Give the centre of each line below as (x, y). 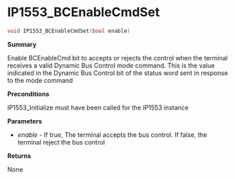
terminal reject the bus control (61, 142)
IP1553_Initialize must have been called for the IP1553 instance (98, 107)
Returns (19, 156)
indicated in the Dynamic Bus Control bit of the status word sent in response (118, 73)
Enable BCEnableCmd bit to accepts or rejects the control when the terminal (118, 58)
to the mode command (40, 80)
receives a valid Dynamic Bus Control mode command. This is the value (111, 65)
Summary (22, 44)
